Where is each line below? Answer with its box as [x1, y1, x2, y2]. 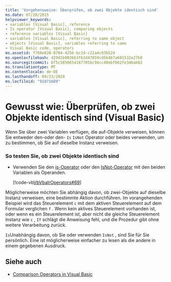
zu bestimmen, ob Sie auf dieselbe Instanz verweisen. [5, 139, 119, 146]
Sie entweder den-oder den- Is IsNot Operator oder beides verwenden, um [5, 134, 164, 140]
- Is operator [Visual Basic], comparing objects [5, 27, 113, 32]
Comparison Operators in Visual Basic [12, 271, 93, 277]
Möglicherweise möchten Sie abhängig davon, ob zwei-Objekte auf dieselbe [5, 189, 166, 195]
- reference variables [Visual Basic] [5, 31, 88, 36]
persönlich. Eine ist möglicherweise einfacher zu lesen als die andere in [5, 237, 156, 243]
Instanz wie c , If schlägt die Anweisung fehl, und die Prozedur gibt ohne [5, 216, 159, 223]
